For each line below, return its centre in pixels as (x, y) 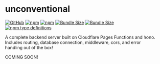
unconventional (38, 9)
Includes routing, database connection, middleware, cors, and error (73, 42)
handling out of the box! (29, 47)
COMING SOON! (22, 57)
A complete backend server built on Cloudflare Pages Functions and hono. (80, 37)
